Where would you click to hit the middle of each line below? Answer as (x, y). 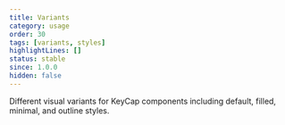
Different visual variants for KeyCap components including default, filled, (143, 101)
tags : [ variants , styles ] (57, 42)
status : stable (38, 59)
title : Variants (39, 17)
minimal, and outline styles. (59, 110)
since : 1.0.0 (34, 68)
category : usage (39, 26)
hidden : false (36, 76)
